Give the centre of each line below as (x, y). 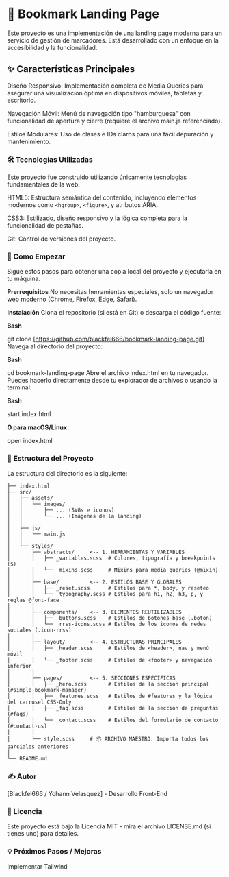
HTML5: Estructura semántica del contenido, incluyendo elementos (102, 197)
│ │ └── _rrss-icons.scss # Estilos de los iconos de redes (107, 624)
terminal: (19, 387)
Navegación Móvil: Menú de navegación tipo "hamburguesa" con (99, 113)
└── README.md (27, 758)
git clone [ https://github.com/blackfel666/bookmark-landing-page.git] (106, 339)
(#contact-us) (27, 726)
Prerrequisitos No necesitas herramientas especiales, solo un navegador (110, 292)
